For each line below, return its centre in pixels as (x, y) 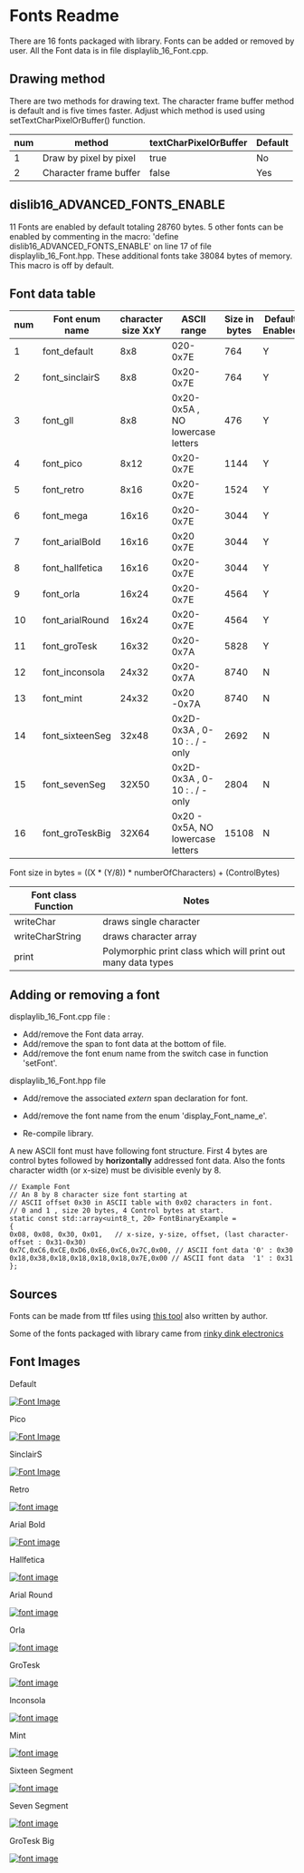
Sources (33, 1294)
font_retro (63, 490)
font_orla (61, 594)
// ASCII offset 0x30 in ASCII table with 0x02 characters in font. (141, 1203)
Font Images (45, 1362)
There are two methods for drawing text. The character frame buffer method (152, 101)
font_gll (58, 421)
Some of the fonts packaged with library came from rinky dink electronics (147, 1333)
